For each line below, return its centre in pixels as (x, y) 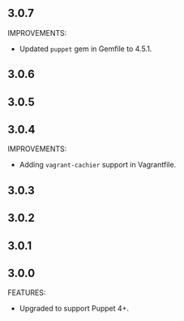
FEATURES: (27, 293)
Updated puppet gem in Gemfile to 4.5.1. (86, 49)
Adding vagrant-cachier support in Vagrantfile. (98, 165)
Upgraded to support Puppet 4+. (74, 309)
